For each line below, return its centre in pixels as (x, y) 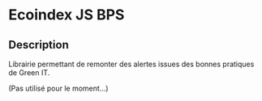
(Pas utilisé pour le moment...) (58, 88)
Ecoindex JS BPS (67, 15)
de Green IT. (29, 73)
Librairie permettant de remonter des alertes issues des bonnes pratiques (131, 64)
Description (39, 45)
